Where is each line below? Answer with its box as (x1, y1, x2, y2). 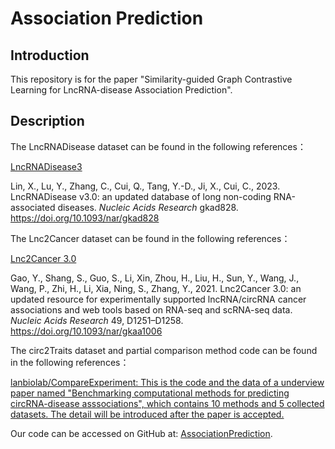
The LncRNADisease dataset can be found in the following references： (10, 140, 307, 152)
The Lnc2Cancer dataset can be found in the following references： (10, 232, 291, 244)
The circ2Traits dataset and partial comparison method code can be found (10, 344, 318, 356)
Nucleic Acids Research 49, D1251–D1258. (10, 314, 184, 326)
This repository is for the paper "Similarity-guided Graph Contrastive (10, 73, 293, 85)
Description (10, 113, 85, 130)
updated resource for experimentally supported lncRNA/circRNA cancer (10, 293, 307, 305)
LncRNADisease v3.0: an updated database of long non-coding (10, 190, 272, 202)
